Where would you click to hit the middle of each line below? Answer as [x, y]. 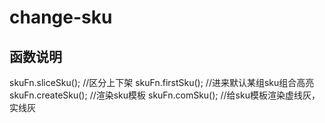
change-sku [61, 17]
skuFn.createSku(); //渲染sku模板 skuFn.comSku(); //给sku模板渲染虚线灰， [165, 95]
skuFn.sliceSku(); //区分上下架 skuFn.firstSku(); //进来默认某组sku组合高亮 [162, 82]
